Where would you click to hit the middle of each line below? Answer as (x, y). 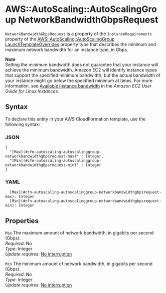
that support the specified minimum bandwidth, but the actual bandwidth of (83, 75)
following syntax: (23, 124)
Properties (22, 221)
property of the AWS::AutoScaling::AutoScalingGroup (60, 39)
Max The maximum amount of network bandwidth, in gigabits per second (80, 233)
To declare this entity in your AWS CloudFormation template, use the (75, 119)
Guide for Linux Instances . (32, 91)
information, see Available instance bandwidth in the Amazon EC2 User (79, 85)
